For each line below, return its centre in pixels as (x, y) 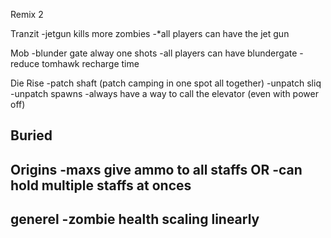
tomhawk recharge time (90, 63)
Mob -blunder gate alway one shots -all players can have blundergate (154, 53)
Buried (31, 135)
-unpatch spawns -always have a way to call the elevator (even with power (164, 93)
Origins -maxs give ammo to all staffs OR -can (156, 169)
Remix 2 (27, 14)
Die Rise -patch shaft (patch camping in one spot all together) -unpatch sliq (166, 83)
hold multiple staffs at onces (101, 185)
